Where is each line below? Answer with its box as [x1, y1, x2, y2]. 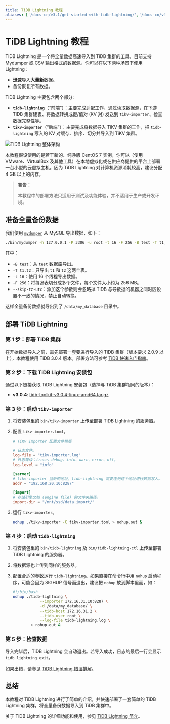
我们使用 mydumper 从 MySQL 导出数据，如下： [5, 230, 102, 236]
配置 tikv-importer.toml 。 [12, 428, 68, 435]
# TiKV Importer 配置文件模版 [12, 439, 72, 444]
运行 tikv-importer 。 [12, 509, 57, 515]
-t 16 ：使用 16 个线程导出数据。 [12, 273, 80, 280]
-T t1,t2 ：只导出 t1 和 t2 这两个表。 [12, 267, 90, 273]
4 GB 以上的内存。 [5, 171, 44, 177]
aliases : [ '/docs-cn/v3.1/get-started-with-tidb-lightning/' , [5, 12, 139, 17]
